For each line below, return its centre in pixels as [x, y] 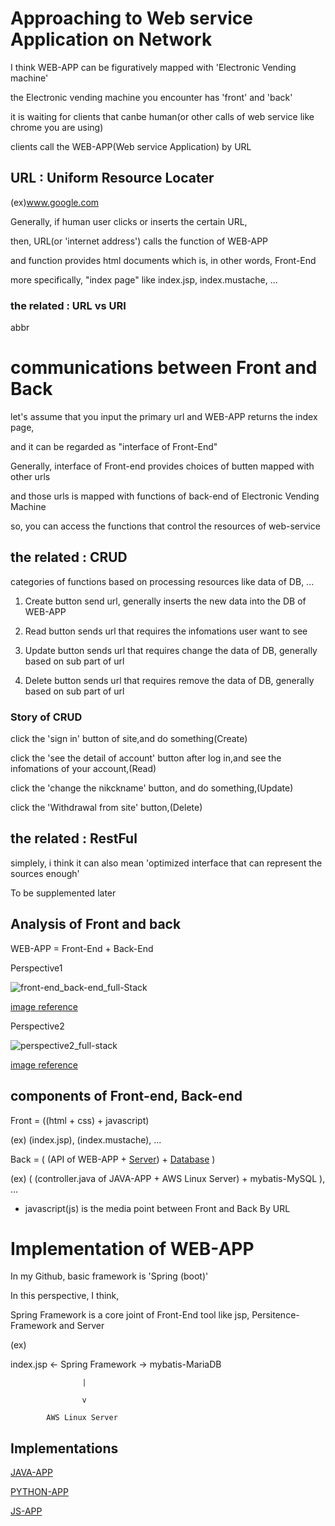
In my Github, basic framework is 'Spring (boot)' [109, 1276]
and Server [81, 1326]
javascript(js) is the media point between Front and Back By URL [157, 1208]
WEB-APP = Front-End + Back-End [82, 948]
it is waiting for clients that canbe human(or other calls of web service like [162, 116]
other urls [30, 476]
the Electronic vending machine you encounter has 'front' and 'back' [151, 97]
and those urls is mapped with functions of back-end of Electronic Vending [165, 496]
